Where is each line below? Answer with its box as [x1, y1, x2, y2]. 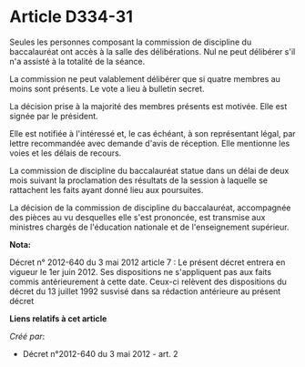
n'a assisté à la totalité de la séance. [9, 56, 146, 66]
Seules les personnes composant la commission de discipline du [9, 36, 252, 47]
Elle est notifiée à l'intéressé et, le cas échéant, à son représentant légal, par [9, 127, 296, 138]
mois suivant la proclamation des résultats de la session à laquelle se [9, 175, 269, 186]
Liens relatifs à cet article [9, 312, 107, 324]
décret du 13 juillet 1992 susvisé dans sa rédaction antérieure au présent [9, 285, 281, 297]
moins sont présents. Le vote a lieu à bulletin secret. [9, 83, 205, 94]
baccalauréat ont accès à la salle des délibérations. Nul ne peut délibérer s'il [9, 46, 296, 56]
